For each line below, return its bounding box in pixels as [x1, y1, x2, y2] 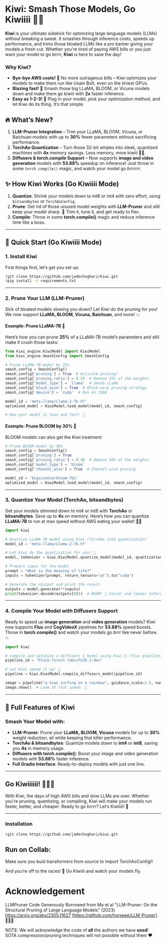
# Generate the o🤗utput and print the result [5, 582, 100, 587]
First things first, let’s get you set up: [5, 264, 80, 270]
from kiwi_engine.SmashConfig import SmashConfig [5, 353, 110, 358]
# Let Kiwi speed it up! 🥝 [5, 667, 61, 672]
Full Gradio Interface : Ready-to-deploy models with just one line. [12, 761, 145, 767]
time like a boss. [12, 219, 45, 225]
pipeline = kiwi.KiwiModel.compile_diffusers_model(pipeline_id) [5, 671, 142, 676]
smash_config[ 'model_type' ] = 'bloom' [5, 462, 85, 467]
